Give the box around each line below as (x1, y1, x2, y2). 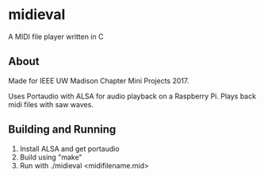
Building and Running (8, 123, 117, 137)
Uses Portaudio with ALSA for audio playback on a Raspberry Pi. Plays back (8, 91, 256, 101)
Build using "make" (19, 152, 82, 162)
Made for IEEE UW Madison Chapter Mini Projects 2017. (8, 75, 189, 85)
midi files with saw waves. (8, 99, 94, 109)
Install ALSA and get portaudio (19, 144, 121, 153)
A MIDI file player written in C (8, 32, 104, 41)
